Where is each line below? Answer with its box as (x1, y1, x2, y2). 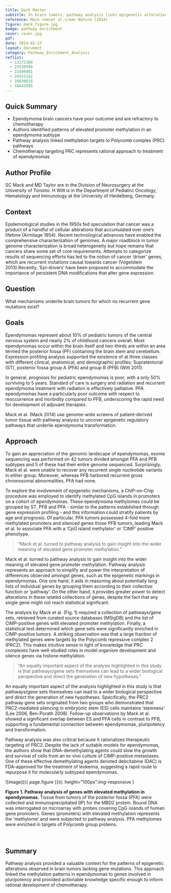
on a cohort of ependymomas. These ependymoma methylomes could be (5, 498, 160, 504)
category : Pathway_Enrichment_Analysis (5, 50, 90, 55)
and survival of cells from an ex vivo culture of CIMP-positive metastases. (5, 753, 160, 759)
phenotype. (5, 531, 30, 537)
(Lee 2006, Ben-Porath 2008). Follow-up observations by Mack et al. (5, 710, 150, 717)
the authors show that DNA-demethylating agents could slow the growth (5, 747, 157, 753)
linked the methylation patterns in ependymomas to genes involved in (5, 871, 151, 877)
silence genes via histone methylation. (5, 652, 85, 658)
